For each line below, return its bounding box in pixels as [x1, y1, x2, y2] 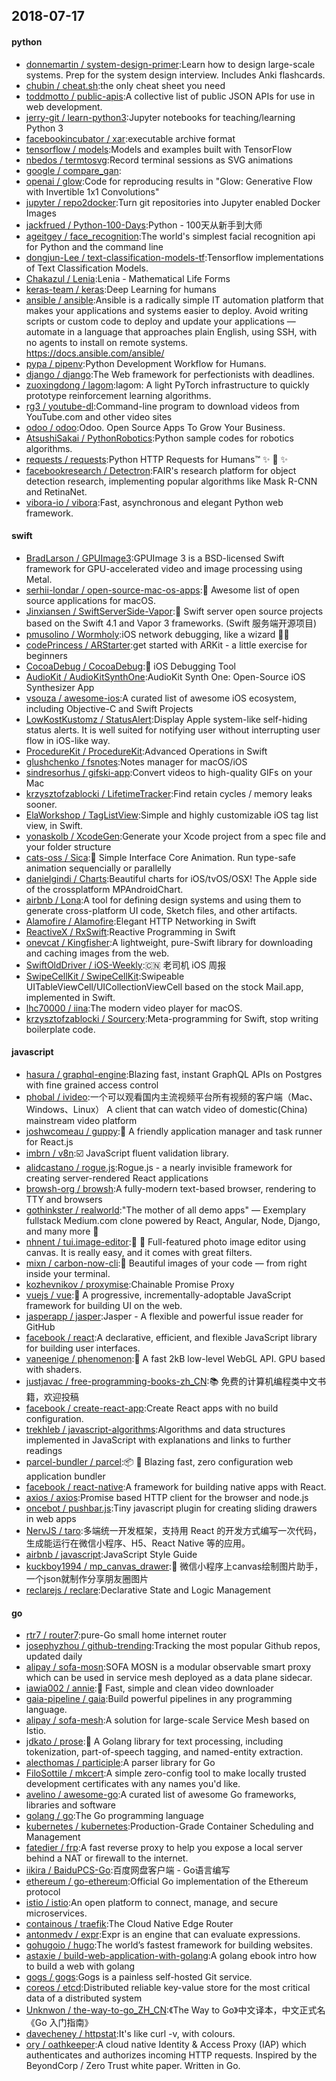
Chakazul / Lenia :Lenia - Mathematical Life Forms [25, 272, 231, 284]
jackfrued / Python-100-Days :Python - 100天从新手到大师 [25, 219, 263, 231]
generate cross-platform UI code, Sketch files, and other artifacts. [25, 904, 298, 916]
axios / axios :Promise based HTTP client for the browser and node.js [25, 1492, 309, 1503]
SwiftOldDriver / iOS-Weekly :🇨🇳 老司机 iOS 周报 [25, 959, 227, 971]
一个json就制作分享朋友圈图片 [25, 1573, 149, 1584]
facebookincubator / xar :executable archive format [25, 132, 236, 144]
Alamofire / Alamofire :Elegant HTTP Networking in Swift [25, 915, 257, 927]
